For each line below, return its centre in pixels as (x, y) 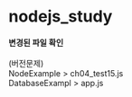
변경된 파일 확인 (36, 42)
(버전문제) (26, 63)
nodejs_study (61, 17)
